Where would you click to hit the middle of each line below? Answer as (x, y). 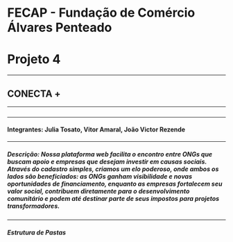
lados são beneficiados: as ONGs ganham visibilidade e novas (100, 176)
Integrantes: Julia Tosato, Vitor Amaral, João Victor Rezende (96, 129)
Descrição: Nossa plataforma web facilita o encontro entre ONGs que (110, 154)
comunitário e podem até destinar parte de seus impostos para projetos (113, 198)
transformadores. (34, 206)
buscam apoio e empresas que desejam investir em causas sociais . (107, 161)
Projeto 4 (34, 59)
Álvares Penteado (60, 27)
